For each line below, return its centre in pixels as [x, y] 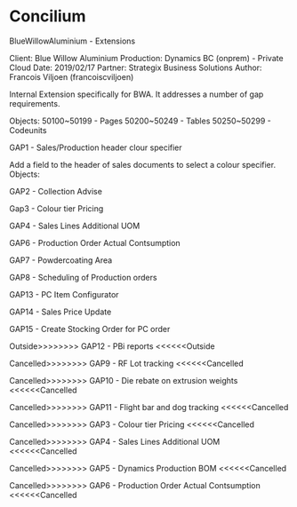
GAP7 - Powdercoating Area [61, 260]
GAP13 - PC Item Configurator [64, 294]
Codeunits [28, 130]
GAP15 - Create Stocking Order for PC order [90, 329]
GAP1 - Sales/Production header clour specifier [96, 147]
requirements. [35, 103]
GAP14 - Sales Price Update [60, 312]
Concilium [48, 16]
